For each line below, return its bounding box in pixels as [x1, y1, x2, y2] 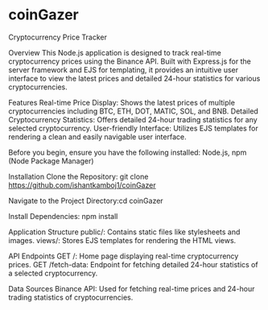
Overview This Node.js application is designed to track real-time [8, 48, 221, 57]
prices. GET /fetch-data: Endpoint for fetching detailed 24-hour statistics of [8, 259, 259, 269]
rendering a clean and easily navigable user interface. [8, 131, 187, 142]
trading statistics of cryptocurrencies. [8, 292, 134, 302]
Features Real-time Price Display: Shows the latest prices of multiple [8, 97, 236, 107]
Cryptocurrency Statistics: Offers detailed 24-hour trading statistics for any [8, 114, 258, 124]
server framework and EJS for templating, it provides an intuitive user [8, 64, 239, 74]
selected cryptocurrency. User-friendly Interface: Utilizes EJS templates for [8, 123, 259, 133]
